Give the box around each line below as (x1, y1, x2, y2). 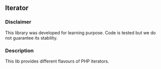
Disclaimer (5, 19, 32, 25)
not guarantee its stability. (5, 35, 58, 41)
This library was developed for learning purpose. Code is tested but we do (5, 29, 156, 36)
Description (5, 47, 34, 54)
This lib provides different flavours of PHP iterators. (5, 58, 109, 64)
